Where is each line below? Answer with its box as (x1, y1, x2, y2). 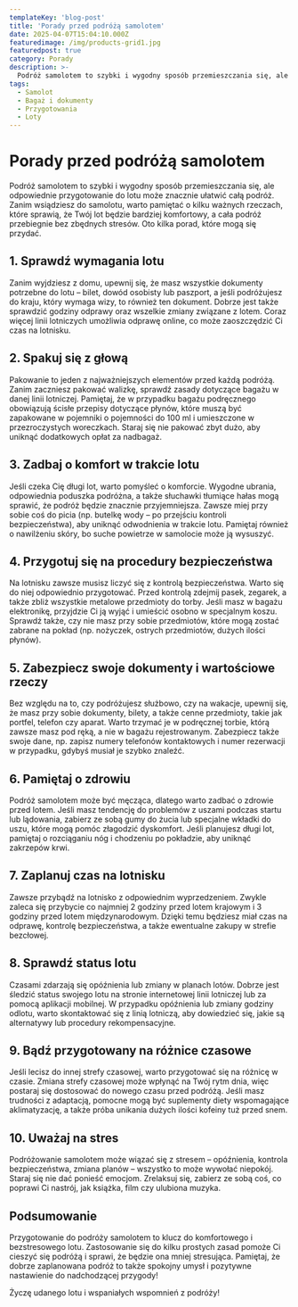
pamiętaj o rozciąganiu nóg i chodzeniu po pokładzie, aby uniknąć (9, 832, 252, 843)
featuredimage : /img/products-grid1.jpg (9, 37, 162, 47)
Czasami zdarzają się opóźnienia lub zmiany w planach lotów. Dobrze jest (9, 979, 279, 990)
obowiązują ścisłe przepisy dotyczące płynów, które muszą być (9, 402, 242, 413)
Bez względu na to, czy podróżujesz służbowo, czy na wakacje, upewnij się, (9, 698, 289, 709)
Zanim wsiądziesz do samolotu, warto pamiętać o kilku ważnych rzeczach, (9, 200, 283, 211)
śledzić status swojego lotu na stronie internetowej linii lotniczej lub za (9, 989, 267, 999)
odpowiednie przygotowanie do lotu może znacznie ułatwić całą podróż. (9, 190, 275, 201)
